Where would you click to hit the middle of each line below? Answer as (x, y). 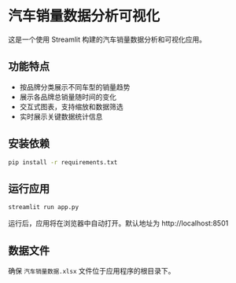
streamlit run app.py (44, 208)
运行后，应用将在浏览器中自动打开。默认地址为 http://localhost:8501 (118, 223)
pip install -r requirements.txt (63, 162)
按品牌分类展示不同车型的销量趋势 (75, 86)
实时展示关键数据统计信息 (61, 116)
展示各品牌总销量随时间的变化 (68, 97)
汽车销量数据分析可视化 (84, 16)
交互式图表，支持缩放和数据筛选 (71, 106)
